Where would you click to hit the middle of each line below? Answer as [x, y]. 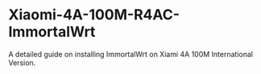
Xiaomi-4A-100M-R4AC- [94, 15]
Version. [22, 63]
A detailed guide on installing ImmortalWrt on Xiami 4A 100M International [131, 54]
